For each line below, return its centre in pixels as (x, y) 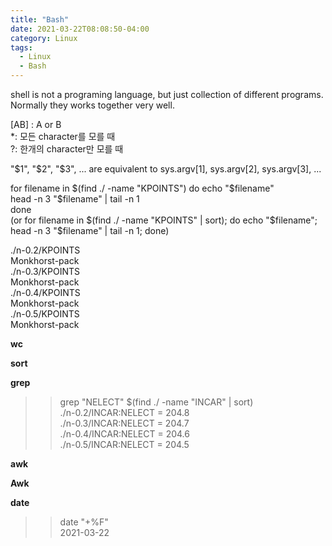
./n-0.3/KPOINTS (45, 271)
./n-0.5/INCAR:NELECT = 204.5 (124, 444)
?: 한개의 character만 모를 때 (67, 149)
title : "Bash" (40, 19)
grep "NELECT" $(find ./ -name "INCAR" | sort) (156, 402)
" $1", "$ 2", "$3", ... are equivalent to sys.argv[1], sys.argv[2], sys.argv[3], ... (166, 169)
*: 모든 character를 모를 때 (63, 136)
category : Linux (44, 38)
